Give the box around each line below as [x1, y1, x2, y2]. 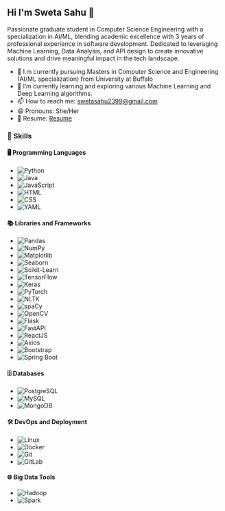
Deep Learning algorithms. [16, 89, 93, 97]
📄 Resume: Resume [16, 114, 73, 122]
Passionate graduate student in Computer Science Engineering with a [7, 25, 204, 33]
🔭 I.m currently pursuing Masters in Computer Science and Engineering [16, 67, 219, 75]
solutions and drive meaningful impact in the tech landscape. [7, 54, 180, 62]
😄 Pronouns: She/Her [16, 107, 80, 115]
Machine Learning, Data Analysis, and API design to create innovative [7, 47, 204, 55]
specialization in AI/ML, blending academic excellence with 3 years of [7, 32, 204, 40]
